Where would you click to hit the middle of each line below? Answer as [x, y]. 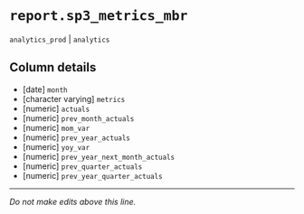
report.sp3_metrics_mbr [99, 16]
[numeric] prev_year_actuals [76, 137]
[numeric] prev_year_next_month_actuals [99, 156]
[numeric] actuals [56, 108]
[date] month [45, 89]
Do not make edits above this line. [73, 201]
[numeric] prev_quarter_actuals [82, 166]
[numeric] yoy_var [56, 146]
